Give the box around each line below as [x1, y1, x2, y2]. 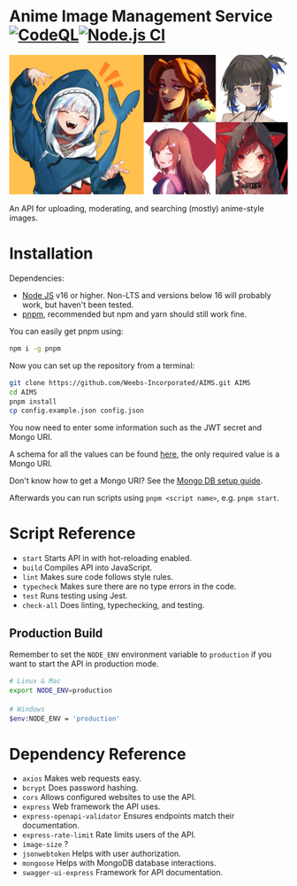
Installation [9, 243, 94, 264]
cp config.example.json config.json [9, 406, 144, 415]
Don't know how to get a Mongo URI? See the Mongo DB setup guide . [9, 475, 263, 486]
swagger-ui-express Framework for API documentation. [21, 867, 224, 878]
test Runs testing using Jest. [21, 590, 128, 601]
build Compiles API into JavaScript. [21, 562, 153, 573]
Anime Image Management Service [9, 6, 273, 27]
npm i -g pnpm [9, 343, 62, 353]
